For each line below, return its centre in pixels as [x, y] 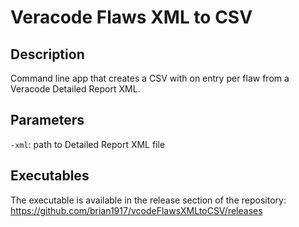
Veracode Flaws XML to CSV [131, 17]
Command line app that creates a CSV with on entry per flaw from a [150, 78]
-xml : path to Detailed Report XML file [88, 144]
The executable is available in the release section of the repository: [148, 200]
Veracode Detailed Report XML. [75, 89]
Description [47, 54]
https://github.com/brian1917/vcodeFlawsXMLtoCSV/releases [136, 210]
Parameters [47, 120]
